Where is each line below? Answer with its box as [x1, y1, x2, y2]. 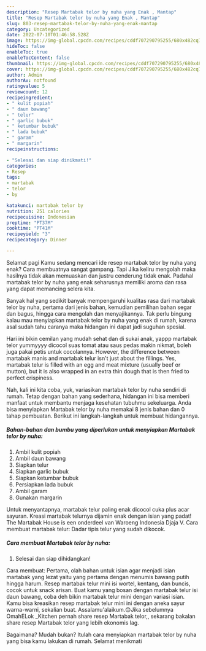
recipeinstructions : [6, 146, 59, 152]
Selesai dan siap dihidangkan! [15, 555, 91, 562]
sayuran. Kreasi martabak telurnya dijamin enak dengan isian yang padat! [6, 512, 192, 520]
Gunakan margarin [15, 494, 63, 501]
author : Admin [6, 72, 43, 78]
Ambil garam [15, 487, 48, 494]
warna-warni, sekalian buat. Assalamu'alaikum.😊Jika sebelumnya [6, 606, 174, 613]
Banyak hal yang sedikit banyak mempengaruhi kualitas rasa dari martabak [6, 297, 196, 304]
